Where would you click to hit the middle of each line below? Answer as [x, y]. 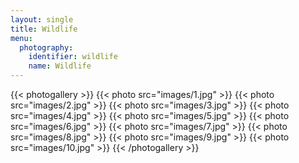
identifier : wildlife [73, 57]
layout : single [42, 19]
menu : [21, 38]
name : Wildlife [60, 66]
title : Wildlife [44, 29]
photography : [46, 47]
